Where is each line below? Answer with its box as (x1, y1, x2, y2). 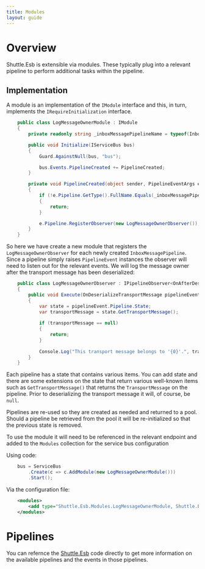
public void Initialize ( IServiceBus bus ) (28, 141, 135, 148)
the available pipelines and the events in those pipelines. (6, 556, 148, 564)
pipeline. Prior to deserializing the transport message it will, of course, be (6, 390, 190, 398)
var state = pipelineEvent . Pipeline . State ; (38, 303, 151, 309)
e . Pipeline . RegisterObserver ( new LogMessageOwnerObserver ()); (38, 220, 201, 226)
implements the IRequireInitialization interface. (6, 108, 132, 115)
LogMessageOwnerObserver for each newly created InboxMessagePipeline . (6, 249, 187, 257)
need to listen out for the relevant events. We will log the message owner (6, 262, 190, 270)
